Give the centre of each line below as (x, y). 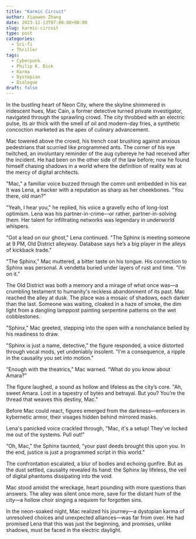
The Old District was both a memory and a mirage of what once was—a (92, 285)
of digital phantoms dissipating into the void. (59, 476)
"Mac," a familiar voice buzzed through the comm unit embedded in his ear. (97, 183)
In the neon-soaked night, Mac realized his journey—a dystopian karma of (95, 511)
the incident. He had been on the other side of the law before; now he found (98, 160)
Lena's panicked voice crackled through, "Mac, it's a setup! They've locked (97, 428)
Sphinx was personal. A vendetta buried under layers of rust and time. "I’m (96, 267)
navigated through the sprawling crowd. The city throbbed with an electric (96, 117)
